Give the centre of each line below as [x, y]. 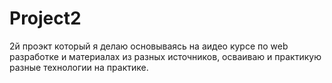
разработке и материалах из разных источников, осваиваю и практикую [165, 56]
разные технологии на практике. [79, 67]
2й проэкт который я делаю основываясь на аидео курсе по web [149, 46]
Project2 [45, 18]
